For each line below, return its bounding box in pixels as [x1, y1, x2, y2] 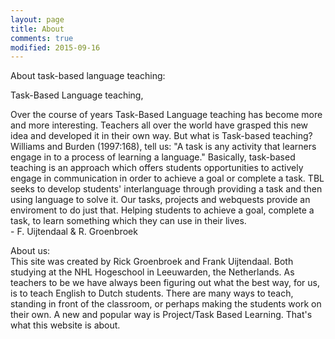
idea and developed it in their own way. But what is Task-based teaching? [10, 130, 313, 142]
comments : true [10, 33, 74, 43]
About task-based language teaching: [10, 70, 166, 82]
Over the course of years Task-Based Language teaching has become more [10, 109, 323, 121]
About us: [10, 245, 51, 257]
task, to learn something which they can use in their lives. [10, 215, 247, 227]
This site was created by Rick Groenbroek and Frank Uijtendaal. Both [10, 256, 294, 268]
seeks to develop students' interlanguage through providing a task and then [10, 183, 323, 195]
